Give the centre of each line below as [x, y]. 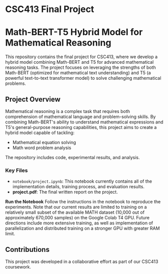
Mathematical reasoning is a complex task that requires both [68, 111]
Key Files [17, 170]
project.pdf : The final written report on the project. [65, 192]
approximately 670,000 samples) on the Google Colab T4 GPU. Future [77, 218]
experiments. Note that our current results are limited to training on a [76, 207]
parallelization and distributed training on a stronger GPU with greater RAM [82, 228]
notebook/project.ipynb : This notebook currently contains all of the [82, 181]
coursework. [18, 267]
